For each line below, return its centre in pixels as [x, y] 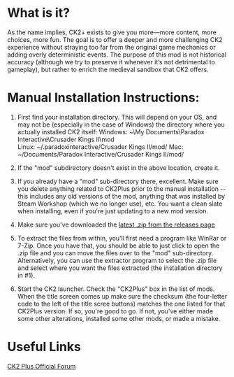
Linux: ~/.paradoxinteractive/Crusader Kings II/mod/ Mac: [100, 147]
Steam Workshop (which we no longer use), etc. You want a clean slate [120, 204]
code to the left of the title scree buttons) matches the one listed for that [121, 304]
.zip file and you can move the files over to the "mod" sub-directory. [115, 252]
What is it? [39, 13]
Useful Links [44, 347]
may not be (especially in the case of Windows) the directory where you [121, 125]
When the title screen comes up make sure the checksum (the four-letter [122, 296]
